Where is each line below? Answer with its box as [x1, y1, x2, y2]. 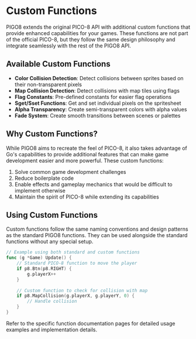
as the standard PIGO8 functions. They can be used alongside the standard [6, 232, 188, 239]
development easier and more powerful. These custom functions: [6, 157, 164, 164]
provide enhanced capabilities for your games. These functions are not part [6, 29, 188, 36]
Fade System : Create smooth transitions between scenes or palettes [14, 112, 181, 119]
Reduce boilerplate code [14, 174, 74, 182]
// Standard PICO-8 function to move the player [16, 261, 137, 266]
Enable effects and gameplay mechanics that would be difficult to [14, 180, 173, 188]
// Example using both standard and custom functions [6, 249, 140, 255]
